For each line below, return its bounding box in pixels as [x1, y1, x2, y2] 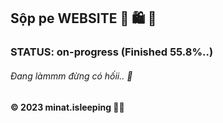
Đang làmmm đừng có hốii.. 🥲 [10, 70, 133, 82]
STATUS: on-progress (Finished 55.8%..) [10, 45, 214, 59]
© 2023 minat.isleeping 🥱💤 [10, 101, 125, 113]
